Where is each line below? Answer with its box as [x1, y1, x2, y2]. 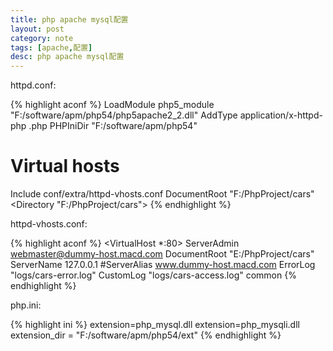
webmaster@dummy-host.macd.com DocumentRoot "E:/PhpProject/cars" [10, 248, 315, 260]
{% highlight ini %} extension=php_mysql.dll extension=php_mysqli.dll [10, 319, 300, 331]
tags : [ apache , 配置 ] [10, 42, 93, 53]
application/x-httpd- [239, 109, 323, 121]
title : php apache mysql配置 [10, 14, 129, 25]
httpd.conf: [10, 79, 57, 91]
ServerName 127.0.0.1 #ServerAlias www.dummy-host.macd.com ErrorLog [10, 259, 316, 271]
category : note [10, 33, 74, 43]
